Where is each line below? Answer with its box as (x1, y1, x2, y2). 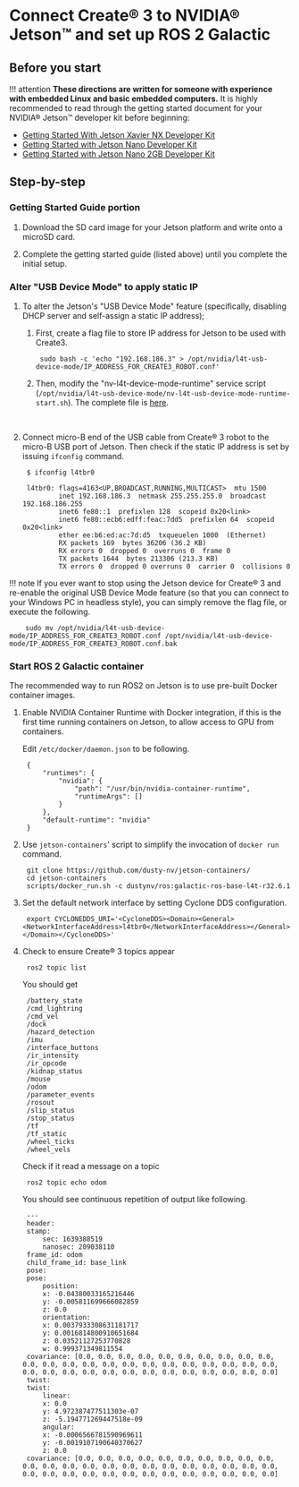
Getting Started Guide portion (9, 201, 141, 214)
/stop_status (26, 1114, 75, 1124)
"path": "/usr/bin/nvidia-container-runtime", (74, 784, 251, 793)
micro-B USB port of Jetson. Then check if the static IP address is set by (21, 440, 290, 452)
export (26, 915, 51, 924)
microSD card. (21, 231, 76, 242)
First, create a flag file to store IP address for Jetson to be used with (35, 328, 287, 338)
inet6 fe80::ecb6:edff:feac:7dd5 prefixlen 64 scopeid (58, 515, 275, 524)
